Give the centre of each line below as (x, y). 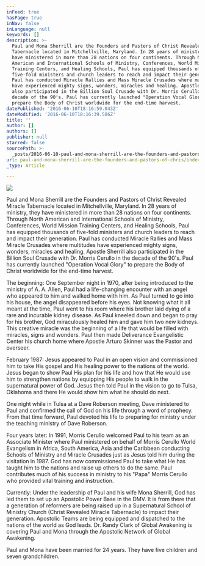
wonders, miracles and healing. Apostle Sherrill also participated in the (95, 252)
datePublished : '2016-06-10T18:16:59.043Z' (63, 108)
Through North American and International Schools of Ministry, (85, 219)
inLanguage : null (28, 29)
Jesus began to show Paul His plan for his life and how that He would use (99, 373)
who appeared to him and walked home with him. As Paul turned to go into (100, 296)
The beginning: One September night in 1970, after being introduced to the (100, 283)
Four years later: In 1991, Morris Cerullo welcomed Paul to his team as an (98, 435)
